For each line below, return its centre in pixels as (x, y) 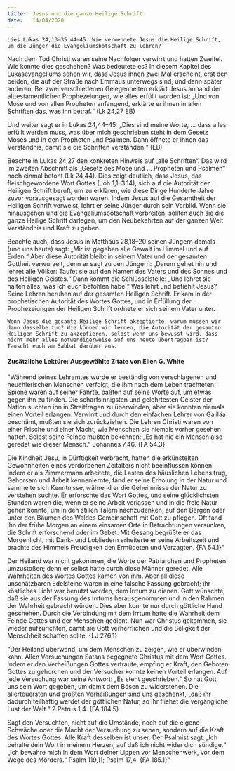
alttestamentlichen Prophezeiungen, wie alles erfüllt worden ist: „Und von (113, 96)
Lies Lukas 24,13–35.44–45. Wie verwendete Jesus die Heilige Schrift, (114, 39)
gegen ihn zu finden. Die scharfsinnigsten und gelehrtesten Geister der (110, 399)
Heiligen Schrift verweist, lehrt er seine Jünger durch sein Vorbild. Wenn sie (117, 205)
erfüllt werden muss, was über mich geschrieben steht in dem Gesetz (108, 132)
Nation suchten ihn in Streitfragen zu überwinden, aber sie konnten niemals (116, 407)
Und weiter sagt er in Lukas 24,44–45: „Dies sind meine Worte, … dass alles (117, 124)
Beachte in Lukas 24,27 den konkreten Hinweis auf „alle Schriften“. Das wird (117, 160)
